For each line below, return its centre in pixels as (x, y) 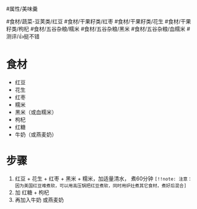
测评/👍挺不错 (23, 36)
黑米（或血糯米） (36, 112)
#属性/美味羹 (22, 9)
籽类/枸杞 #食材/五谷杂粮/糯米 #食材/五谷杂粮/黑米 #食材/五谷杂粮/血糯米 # (98, 29)
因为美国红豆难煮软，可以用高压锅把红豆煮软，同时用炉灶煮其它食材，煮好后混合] (101, 186)
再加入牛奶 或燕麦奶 (39, 199)
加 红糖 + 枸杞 (32, 192)
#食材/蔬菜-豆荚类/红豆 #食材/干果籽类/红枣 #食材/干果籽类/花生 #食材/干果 (99, 21)
